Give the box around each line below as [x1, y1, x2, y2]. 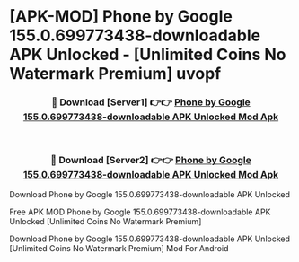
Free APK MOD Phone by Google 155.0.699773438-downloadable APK [9, 206, 271, 217]
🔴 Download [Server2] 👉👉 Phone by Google [50, 154, 251, 167]
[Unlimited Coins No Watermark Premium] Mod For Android [9, 242, 229, 253]
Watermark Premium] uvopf [9, 64, 222, 84]
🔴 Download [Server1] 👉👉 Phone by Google [50, 96, 251, 109]
